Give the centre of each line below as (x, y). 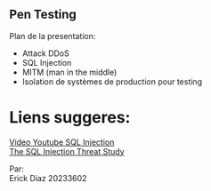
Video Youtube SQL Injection (62, 142)
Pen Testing (43, 15)
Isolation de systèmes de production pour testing (112, 81)
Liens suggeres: (70, 117)
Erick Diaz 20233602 (48, 178)
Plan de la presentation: (53, 36)
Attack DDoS (45, 53)
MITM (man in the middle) (69, 72)
